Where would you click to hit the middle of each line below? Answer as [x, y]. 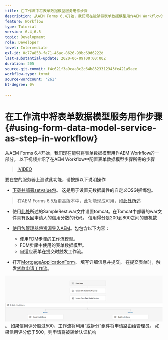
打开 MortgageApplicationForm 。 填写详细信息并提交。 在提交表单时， [84, 262]
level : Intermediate [27, 48]
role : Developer [22, 43]
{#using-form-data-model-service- [81, 127]
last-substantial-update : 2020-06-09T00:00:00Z [56, 58]
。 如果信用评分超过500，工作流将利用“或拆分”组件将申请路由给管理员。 [80, 326]
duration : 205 [20, 63]
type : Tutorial [21, 27]
